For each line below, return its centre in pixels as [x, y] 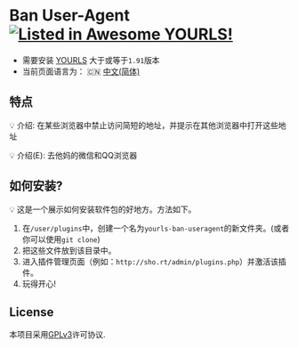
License [32, 312]
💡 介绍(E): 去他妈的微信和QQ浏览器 [73, 155]
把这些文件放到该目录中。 [69, 250]
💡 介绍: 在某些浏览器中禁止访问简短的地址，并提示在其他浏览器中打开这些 [144, 125]
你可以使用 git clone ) [61, 239]
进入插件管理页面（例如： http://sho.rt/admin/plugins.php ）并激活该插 [154, 261]
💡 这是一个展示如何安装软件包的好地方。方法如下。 [103, 209]
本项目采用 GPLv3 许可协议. [57, 335]
